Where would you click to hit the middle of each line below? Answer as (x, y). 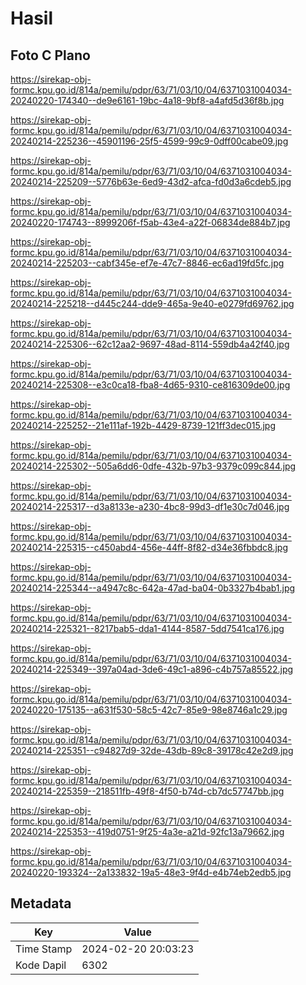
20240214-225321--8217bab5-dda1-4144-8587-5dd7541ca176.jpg (147, 628)
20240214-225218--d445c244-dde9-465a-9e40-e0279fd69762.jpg (152, 303)
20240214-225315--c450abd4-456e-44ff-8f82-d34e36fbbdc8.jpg (149, 547)
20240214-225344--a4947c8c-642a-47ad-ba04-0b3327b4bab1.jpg (153, 588)
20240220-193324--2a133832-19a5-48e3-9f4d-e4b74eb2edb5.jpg (151, 872)
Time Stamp (44, 949)
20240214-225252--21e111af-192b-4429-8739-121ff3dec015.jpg (143, 425)
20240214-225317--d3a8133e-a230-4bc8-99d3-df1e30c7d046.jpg (150, 506)
